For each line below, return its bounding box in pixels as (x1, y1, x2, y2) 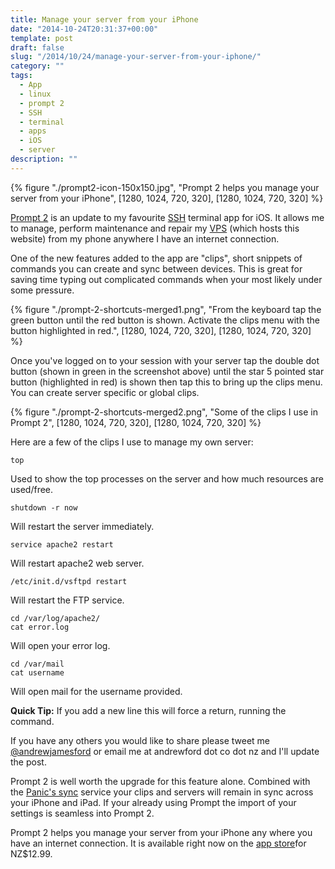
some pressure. (10, 284, 75, 296)
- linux (19, 89, 52, 99)
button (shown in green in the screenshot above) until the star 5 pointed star (10, 365, 325, 377)
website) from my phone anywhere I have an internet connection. (10, 232, 280, 245)
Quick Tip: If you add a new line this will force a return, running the (10, 704, 287, 716)
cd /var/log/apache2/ (10, 613, 101, 623)
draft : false (10, 42, 65, 53)
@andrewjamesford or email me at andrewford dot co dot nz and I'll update (10, 745, 320, 757)
